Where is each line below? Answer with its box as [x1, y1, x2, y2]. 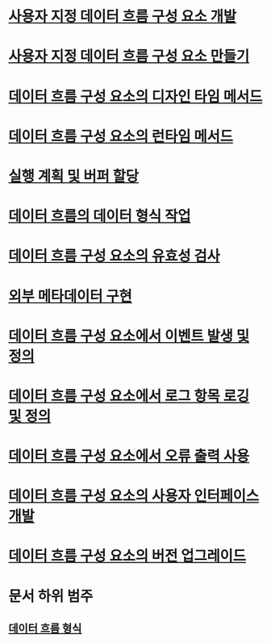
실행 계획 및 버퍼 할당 [8, 167, 140, 186]
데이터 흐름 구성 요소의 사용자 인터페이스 [8, 487, 260, 505]
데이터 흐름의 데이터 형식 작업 [8, 207, 191, 226]
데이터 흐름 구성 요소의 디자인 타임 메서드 [8, 87, 263, 106]
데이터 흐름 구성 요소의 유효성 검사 [8, 247, 220, 265]
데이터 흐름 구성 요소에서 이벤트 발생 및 [8, 327, 250, 345]
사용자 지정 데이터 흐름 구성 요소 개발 [8, 7, 236, 26]
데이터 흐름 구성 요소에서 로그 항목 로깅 [8, 386, 250, 405]
